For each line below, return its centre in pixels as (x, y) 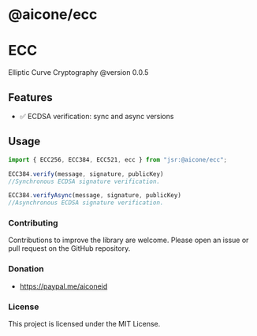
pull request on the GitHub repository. (69, 248)
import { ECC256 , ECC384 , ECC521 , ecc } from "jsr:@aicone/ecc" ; (117, 159)
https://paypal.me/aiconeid (63, 286)
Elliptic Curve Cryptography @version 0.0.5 (78, 73)
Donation (26, 269)
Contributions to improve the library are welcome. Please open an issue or (128, 240)
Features (30, 97)
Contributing (33, 223)
